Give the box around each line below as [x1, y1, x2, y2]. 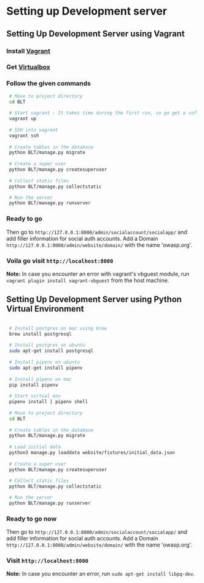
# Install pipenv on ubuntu [8, 359, 80, 365]
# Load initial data [8, 444, 61, 450]
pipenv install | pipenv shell [8, 399, 88, 405]
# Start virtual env [8, 393, 61, 399]
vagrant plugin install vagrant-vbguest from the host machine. [6, 277, 169, 284]
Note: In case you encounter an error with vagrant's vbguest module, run [6, 270, 190, 277]
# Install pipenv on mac [8, 376, 72, 382]
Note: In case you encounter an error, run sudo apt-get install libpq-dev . [6, 570, 195, 578]
